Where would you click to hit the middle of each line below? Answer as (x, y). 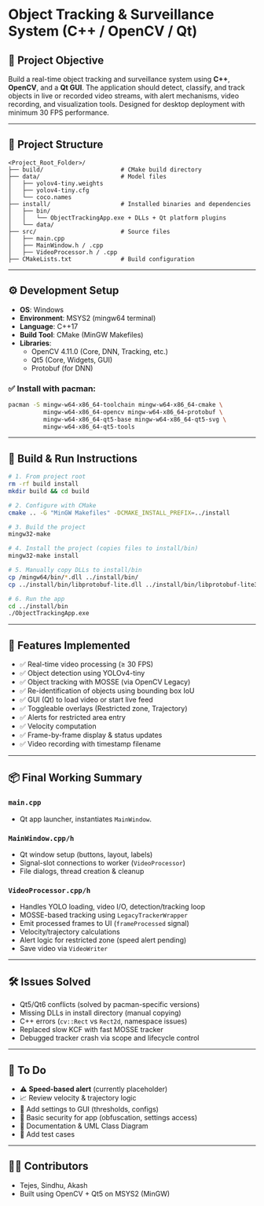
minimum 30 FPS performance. (59, 112)
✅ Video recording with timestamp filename (90, 744)
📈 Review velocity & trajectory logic (78, 1098)
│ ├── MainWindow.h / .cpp (56, 245)
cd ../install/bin (38, 606)
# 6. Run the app (37, 599)
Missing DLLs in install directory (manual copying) (101, 1013)
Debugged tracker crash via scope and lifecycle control (109, 1038)
